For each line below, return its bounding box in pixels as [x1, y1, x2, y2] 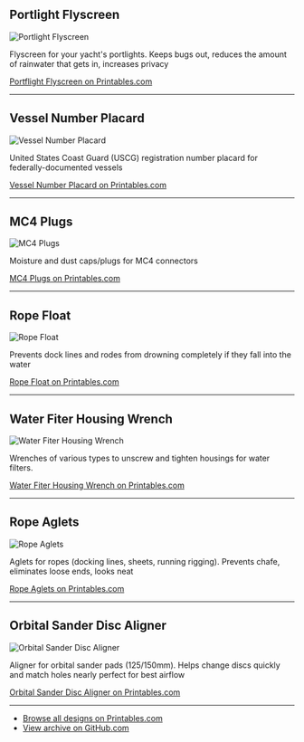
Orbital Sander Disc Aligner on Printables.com [9, 687, 181, 698]
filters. [9, 462, 33, 473]
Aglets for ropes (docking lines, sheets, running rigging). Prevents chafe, [9, 556, 280, 566]
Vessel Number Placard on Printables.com [9, 179, 167, 190]
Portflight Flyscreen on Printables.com [9, 76, 153, 87]
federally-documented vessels [9, 162, 123, 173]
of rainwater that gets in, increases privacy [9, 58, 169, 69]
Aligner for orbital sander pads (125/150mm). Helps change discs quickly [9, 660, 280, 671]
